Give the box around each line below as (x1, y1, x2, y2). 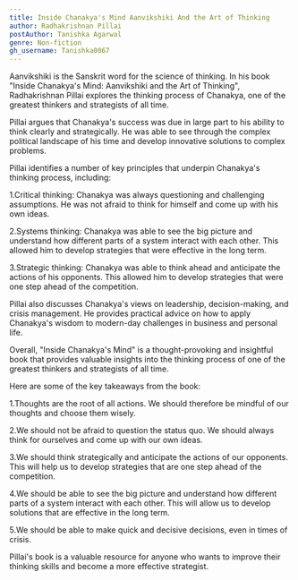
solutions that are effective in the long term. (9, 507, 170, 518)
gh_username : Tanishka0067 (9, 47, 110, 55)
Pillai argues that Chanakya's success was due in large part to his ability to (9, 117, 285, 128)
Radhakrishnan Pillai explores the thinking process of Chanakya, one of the (9, 90, 286, 101)
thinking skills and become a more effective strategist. (9, 561, 209, 572)
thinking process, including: (9, 172, 112, 183)
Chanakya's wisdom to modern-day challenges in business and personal (9, 318, 277, 328)
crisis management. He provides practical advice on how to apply (9, 308, 251, 319)
